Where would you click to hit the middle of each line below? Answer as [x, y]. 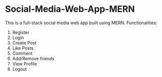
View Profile [24, 64]
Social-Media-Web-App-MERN [70, 9]
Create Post [24, 42]
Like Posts [23, 48]
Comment [22, 53]
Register [21, 32]
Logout [20, 69]
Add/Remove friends [33, 58]
